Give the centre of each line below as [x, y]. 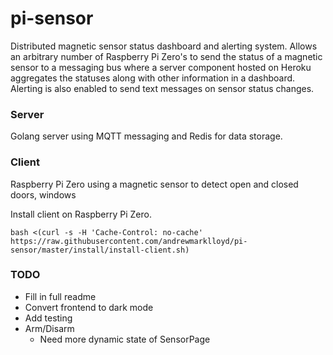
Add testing [48, 318]
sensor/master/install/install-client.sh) [100, 250]
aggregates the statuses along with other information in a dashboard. [153, 78]
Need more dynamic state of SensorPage [125, 339]
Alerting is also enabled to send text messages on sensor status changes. [162, 88]
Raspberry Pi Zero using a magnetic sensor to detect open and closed [154, 184]
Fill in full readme [60, 296]
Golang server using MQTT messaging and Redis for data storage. [146, 136]
